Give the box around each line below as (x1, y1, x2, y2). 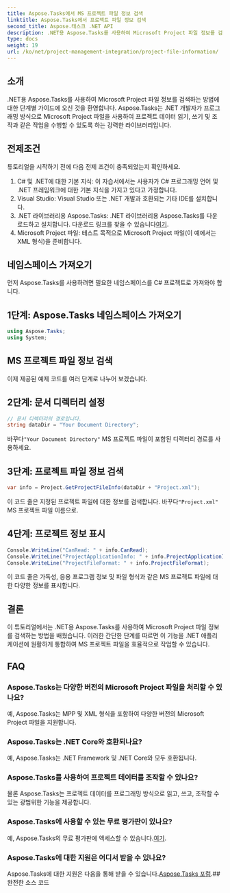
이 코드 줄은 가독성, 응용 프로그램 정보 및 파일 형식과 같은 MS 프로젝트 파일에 (7, 573, 212, 581)
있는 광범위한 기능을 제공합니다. (7, 798, 92, 806)
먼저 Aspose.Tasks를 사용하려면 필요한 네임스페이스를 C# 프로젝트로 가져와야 (7, 279, 216, 287)
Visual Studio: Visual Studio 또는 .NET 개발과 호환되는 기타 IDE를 (16, 194, 194, 203)
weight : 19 (7, 42, 38, 49)
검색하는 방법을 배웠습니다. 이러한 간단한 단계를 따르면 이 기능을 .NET (14, 631, 200, 640)
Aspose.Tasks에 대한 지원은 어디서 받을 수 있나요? (7, 852, 166, 862)
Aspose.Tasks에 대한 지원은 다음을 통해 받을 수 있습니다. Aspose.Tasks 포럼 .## (7, 870, 220, 878)
